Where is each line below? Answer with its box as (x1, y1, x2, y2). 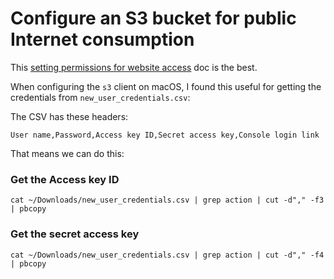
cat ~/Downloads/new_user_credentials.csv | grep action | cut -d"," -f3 (10, 195, 325, 206)
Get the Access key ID (10, 172, 120, 186)
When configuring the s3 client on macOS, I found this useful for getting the (10, 80, 322, 92)
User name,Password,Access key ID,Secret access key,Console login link (10, 130, 320, 140)
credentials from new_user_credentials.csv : (10, 91, 191, 103)
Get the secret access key (10, 227, 140, 241)
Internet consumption (10, 28, 195, 51)
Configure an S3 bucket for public (10, 7, 297, 30)
